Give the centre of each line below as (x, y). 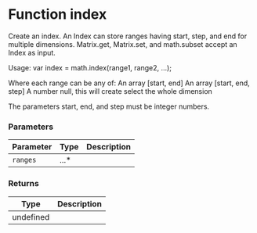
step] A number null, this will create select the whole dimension (110, 91)
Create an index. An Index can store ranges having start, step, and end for (128, 36)
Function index (58, 14)
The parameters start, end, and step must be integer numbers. (109, 106)
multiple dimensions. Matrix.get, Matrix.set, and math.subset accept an (123, 44)
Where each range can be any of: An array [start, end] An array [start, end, (129, 83)
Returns (24, 184)
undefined (31, 217)
